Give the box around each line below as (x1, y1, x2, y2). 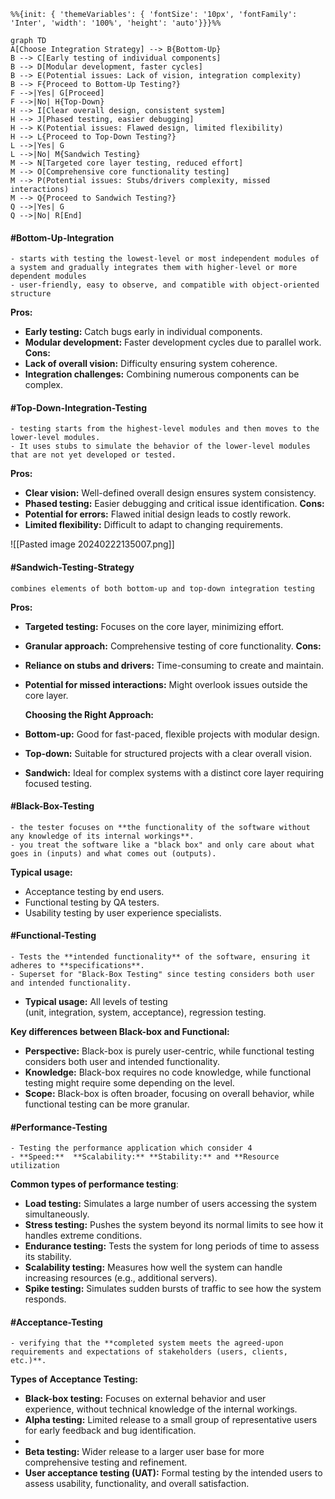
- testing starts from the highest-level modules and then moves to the (10, 424, 320, 434)
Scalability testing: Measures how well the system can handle (24, 1261, 283, 1274)
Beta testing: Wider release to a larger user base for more (24, 1446, 265, 1458)
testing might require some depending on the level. (24, 1077, 235, 1089)
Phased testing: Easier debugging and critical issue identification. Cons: (24, 498, 325, 510)
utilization (10, 1161, 60, 1171)
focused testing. (24, 777, 93, 789)
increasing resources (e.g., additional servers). (24, 1272, 218, 1284)
